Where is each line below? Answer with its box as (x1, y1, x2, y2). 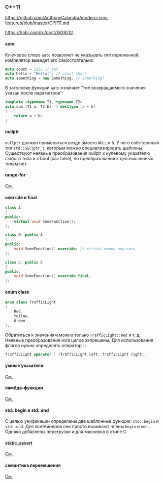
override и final (5, 194, 37, 200)
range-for (5, 172, 26, 178)
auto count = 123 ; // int (5, 67, 58, 72)
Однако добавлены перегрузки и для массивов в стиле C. (5, 429, 128, 435)
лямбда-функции (5, 385, 43, 391)
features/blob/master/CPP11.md (5, 20, 69, 26)
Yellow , (14, 314, 30, 319)
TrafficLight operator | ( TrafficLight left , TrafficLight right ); (5, 352, 147, 357)
